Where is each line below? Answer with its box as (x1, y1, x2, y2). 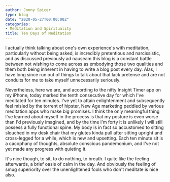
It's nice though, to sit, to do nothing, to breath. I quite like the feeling (5, 156, 150, 162)
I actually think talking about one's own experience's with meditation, (5, 45, 150, 51)
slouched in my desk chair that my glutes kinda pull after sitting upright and (5, 130, 163, 135)
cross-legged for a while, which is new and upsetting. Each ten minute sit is (5, 135, 163, 141)
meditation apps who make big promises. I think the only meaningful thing (5, 108, 160, 114)
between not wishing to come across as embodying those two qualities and (5, 61, 163, 67)
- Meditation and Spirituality (5, 26, 72, 31)
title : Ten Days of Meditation (5, 31, 72, 36)
